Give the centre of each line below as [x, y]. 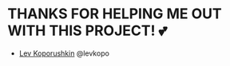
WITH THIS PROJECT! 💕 [87, 31]
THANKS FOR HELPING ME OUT [115, 14]
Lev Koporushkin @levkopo [64, 53]
